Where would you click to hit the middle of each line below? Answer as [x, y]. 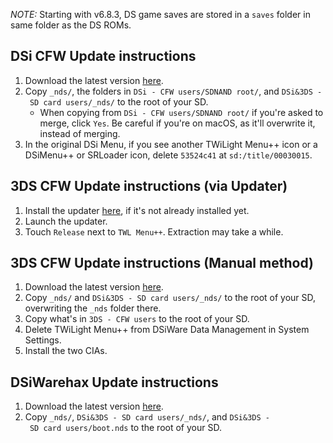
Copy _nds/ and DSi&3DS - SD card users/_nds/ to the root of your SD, [170, 298]
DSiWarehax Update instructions [114, 382]
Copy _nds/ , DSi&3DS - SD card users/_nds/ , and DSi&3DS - [147, 417]
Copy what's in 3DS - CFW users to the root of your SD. [137, 319]
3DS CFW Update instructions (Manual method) [162, 263]
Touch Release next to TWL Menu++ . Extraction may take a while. [154, 231]
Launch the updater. [66, 221]
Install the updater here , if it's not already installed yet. [137, 210]
